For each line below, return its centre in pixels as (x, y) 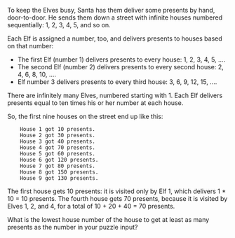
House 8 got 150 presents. (59, 172)
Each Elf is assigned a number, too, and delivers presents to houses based (115, 38)
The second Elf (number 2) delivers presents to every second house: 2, (121, 67)
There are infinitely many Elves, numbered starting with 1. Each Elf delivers (115, 95)
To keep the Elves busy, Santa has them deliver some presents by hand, (111, 10)
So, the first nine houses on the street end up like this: (85, 116)
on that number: (31, 46)
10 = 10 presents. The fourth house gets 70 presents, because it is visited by (117, 198)
